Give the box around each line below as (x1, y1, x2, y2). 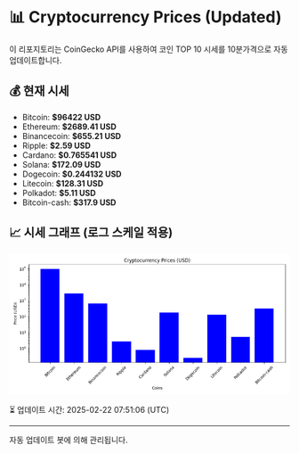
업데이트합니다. (9, 54, 62, 65)
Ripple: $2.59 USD (21, 140, 92, 151)
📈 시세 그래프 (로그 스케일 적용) (9, 225, 174, 241)
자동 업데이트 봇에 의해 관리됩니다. (9, 434, 128, 445)
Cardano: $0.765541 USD (21, 149, 117, 161)
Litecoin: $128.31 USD (21, 177, 104, 188)
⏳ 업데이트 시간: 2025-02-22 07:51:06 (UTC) (9, 404, 170, 415)
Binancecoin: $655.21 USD (21, 130, 122, 141)
